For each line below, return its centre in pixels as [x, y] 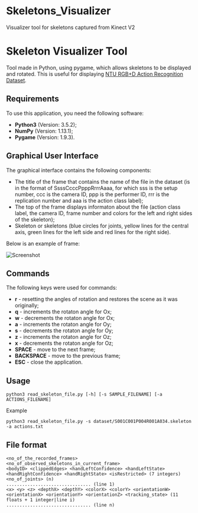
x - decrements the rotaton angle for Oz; [64, 343]
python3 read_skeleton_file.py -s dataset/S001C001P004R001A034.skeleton [99, 422]
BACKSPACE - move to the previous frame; [67, 356]
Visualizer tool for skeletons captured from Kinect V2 [71, 27]
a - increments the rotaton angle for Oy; [63, 325]
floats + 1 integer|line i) [41, 500]
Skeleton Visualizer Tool [67, 51]
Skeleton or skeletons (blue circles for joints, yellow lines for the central [102, 226]
